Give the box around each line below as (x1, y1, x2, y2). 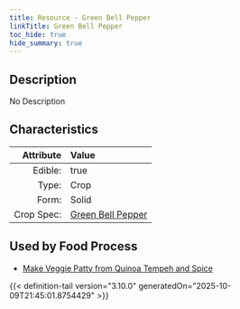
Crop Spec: (14, 208, 61, 220)
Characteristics (9, 122, 99, 137)
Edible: (32, 164, 61, 176)
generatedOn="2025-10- (138, 280, 232, 291)
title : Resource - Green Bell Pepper (9, 13, 152, 23)
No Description (9, 96, 66, 107)
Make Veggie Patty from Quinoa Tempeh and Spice (22, 263, 214, 274)
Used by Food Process (9, 239, 138, 254)
